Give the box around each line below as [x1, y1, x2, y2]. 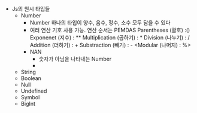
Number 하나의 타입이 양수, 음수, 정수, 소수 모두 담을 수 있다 [29, 19, 171, 26]
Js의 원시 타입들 [11, 5, 50, 12]
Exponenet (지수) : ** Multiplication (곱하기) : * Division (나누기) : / [29, 34, 190, 41]
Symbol [20, 94, 40, 100]
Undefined [20, 87, 47, 94]
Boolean [20, 75, 42, 82]
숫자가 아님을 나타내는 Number [38, 56, 112, 62]
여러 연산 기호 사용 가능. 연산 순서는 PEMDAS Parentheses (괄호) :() [29, 26, 190, 33]
